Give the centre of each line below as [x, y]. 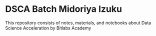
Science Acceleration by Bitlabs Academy [48, 28]
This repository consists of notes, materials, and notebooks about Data [78, 23]
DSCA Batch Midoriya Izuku [64, 9]
